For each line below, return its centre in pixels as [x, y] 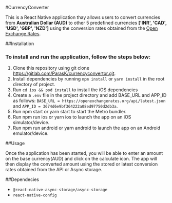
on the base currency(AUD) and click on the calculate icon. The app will [81, 159]
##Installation [20, 44]
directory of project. [34, 85]
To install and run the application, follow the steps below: [78, 57]
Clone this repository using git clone [51, 68]
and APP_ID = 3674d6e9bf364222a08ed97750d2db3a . [65, 106]
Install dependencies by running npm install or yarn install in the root [89, 79]
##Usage [15, 144]
